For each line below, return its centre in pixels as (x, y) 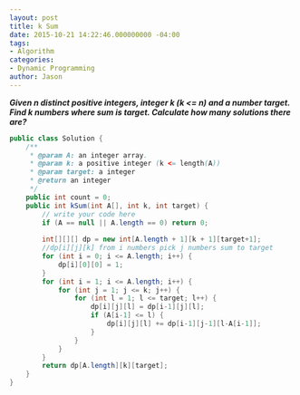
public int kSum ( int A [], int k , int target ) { (117, 206)
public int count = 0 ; (68, 197)
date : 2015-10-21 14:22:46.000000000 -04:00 (95, 34)
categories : (32, 60)
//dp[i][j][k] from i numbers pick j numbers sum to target (158, 248)
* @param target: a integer (82, 172)
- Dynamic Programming (52, 69)
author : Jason (36, 77)
